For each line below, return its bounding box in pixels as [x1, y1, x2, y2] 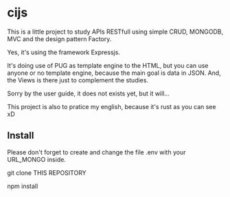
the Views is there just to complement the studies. [7, 76, 149, 84]
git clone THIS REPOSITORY [7, 168, 87, 176]
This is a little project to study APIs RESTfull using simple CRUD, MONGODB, [7, 27, 224, 36]
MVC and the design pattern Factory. [7, 34, 112, 43]
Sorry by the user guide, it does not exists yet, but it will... [7, 89, 170, 97]
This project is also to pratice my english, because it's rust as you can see [7, 102, 216, 111]
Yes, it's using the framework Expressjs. [7, 48, 120, 56]
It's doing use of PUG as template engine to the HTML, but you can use [7, 61, 209, 69]
